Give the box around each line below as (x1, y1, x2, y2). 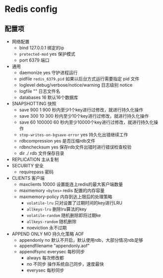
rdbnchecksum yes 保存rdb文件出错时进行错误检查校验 (19, 144, 132, 150)
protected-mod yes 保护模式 (19, 51, 75, 57)
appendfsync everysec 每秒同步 (19, 249, 85, 254)
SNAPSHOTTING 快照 (11, 101, 56, 106)
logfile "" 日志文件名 (19, 88, 60, 94)
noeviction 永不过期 (26, 225, 67, 230)
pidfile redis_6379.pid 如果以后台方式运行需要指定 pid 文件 (19, 76, 140, 81)
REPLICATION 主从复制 (11, 156, 59, 162)
